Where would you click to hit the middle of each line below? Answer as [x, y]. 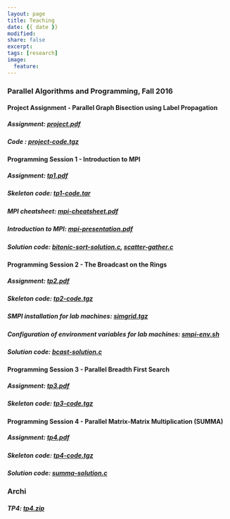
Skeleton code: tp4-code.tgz [50, 455]
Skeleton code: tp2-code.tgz [50, 298]
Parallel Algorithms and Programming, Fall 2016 [90, 91]
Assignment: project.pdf [44, 123]
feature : [26, 66]
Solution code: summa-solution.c [57, 473]
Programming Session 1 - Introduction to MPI [74, 159]
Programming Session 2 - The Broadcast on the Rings [87, 264]
